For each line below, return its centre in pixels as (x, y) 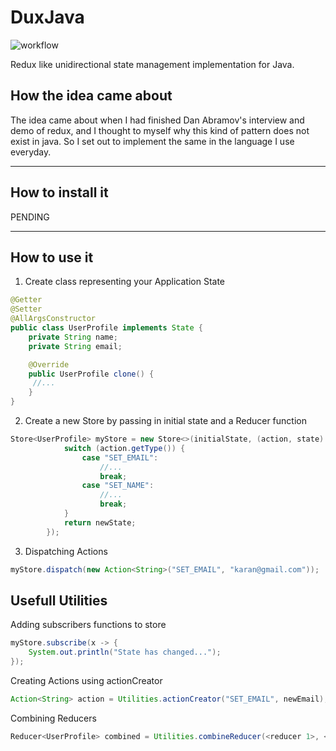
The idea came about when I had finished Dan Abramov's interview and (157, 120)
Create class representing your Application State (125, 282)
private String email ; (75, 346)
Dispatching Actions (66, 551)
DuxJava (47, 17)
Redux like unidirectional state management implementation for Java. (152, 64)
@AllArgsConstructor (53, 319)
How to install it (59, 192)
